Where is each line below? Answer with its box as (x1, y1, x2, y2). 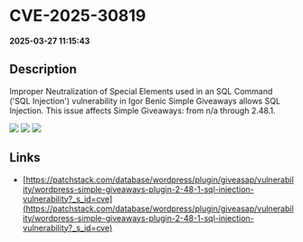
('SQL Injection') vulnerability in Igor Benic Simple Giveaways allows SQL (9, 95, 281, 106)
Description (9, 62, 77, 77)
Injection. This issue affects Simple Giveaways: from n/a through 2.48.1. (9, 105, 276, 116)
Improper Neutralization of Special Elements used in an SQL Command (9, 85, 273, 96)
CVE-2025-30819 (9, 5, 147, 26)
